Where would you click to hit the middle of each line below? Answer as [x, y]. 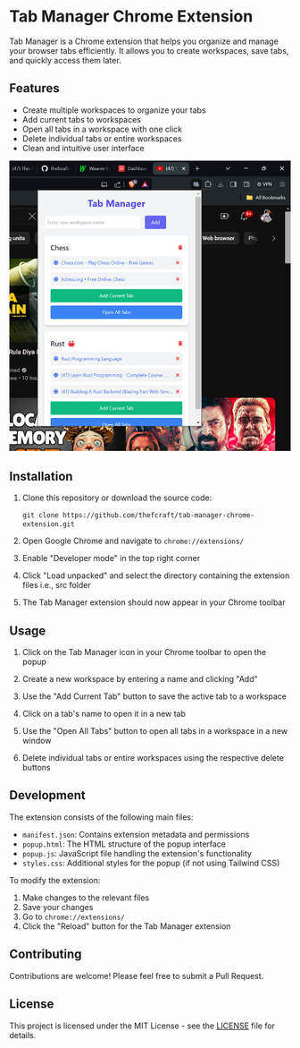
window [37, 741]
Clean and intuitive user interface [83, 148]
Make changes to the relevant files [86, 898]
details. [23, 1035]
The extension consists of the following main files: [101, 817]
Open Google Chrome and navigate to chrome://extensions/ [133, 541]
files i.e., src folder [56, 585]
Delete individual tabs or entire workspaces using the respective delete [153, 758]
